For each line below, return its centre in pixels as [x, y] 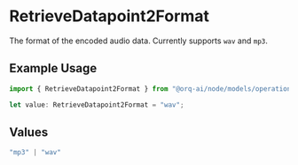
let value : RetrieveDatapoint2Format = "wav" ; [97, 105]
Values [29, 132]
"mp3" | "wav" [35, 153]
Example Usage [53, 68]
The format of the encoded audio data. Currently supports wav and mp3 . [138, 41]
